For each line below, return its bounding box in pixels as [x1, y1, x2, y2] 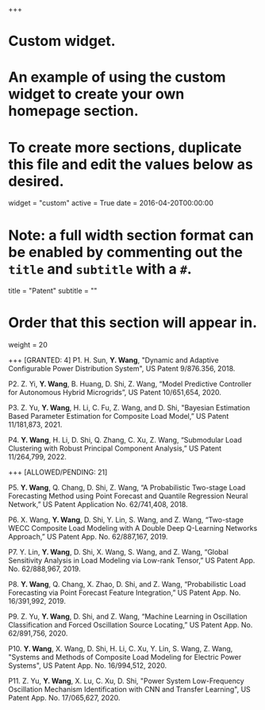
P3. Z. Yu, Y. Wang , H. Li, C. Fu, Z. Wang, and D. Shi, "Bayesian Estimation [8, 403, 251, 413]
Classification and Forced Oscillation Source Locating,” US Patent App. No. [8, 620, 253, 630]
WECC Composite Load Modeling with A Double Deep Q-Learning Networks [8, 524, 258, 533]
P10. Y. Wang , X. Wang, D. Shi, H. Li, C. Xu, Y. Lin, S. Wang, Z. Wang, [8, 644, 233, 654]
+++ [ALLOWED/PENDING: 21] [8, 467, 108, 477]
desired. [8, 172, 64, 190]
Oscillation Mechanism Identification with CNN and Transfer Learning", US [8, 685, 252, 694]
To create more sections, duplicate [8, 138, 242, 156]
